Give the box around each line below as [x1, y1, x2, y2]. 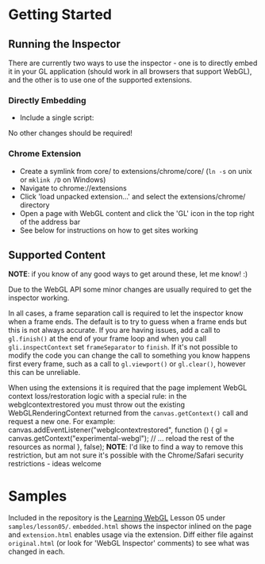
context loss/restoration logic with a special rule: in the [8, 392, 187, 401]
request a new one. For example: [8, 417, 116, 427]
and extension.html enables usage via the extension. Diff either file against [8, 530, 254, 539]
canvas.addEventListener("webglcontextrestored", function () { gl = [8, 425, 229, 435]
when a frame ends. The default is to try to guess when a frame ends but [8, 317, 248, 326]
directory [19, 200, 50, 210]
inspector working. [8, 293, 70, 303]
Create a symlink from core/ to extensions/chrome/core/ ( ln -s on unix [19, 166, 252, 176]
